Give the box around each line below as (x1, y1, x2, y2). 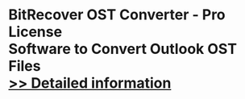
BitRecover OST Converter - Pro (8, 6, 226, 24)
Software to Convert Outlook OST (8, 40, 238, 58)
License (8, 23, 63, 41)
